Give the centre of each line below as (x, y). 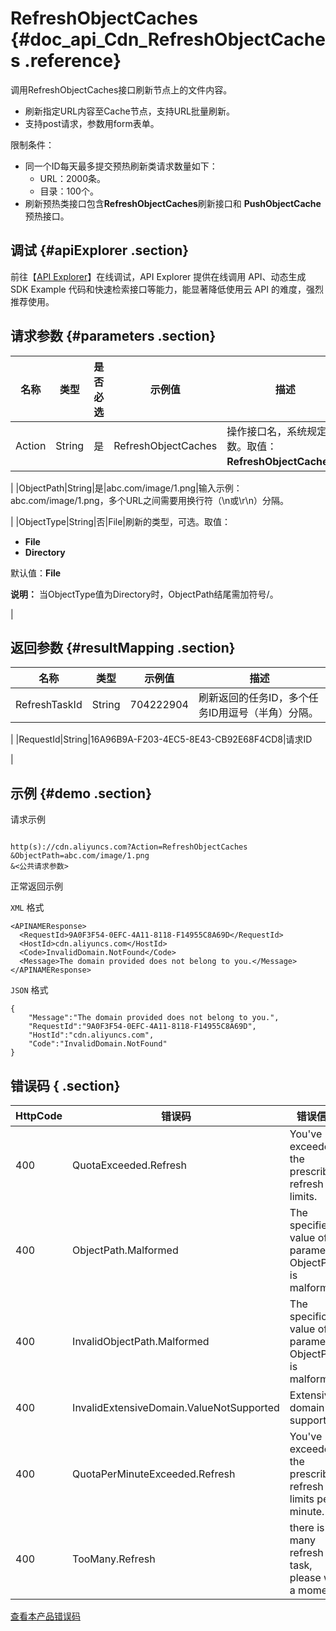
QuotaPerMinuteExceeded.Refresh (154, 1474)
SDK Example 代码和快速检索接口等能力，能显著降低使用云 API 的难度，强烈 (167, 289)
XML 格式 (27, 908)
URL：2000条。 (72, 178)
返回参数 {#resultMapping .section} (123, 647)
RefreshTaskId (49, 705)
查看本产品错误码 (45, 1616)
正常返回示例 (36, 886)
